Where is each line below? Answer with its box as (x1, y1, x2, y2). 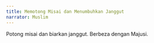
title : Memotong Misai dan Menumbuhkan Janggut (6, 8, 125, 15)
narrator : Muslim (6, 14, 49, 20)
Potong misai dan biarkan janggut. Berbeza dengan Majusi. (6, 30, 148, 37)
